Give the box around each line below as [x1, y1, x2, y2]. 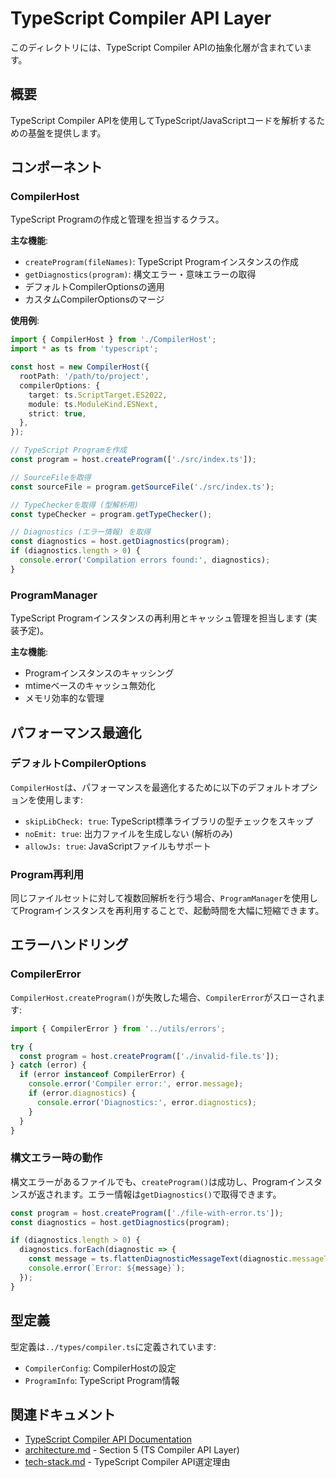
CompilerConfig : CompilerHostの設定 [24, 1362, 177, 1374]
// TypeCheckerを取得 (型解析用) [10, 500, 139, 510]
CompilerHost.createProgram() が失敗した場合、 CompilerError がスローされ [10, 991, 317, 1003]
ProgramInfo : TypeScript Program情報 [24, 1374, 180, 1386]
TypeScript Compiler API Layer [10, 7, 272, 30]
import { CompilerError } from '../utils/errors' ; [10, 1023, 226, 1034]
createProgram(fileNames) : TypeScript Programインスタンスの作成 [24, 256, 300, 268]
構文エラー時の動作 [10, 1151, 103, 1165]
